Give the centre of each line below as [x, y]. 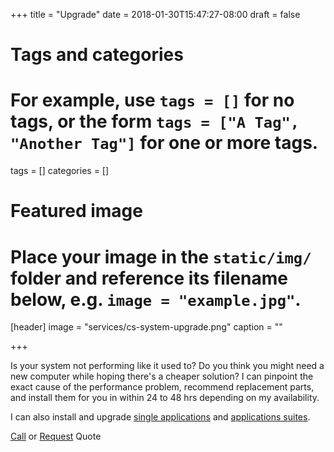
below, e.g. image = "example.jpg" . [156, 299]
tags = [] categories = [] [60, 171]
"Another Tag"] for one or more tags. [164, 143]
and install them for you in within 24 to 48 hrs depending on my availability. [165, 398]
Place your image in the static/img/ [161, 256]
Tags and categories [97, 55]
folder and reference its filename [149, 278]
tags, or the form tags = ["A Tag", [155, 121]
